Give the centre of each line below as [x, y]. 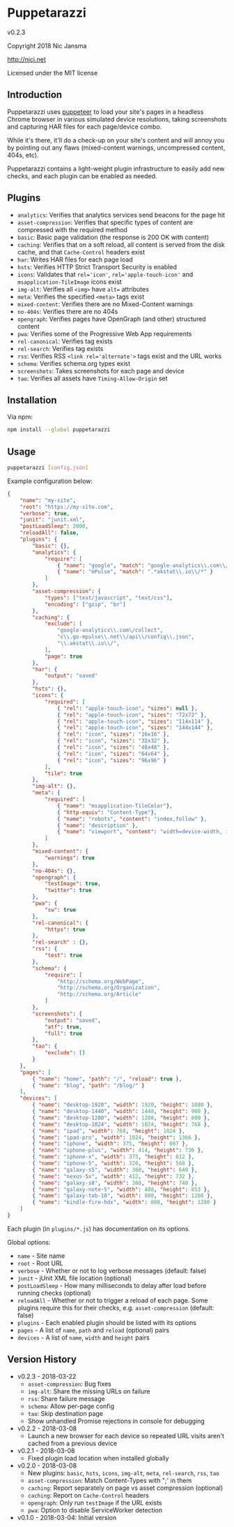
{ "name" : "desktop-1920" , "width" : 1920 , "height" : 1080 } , [123, 1105]
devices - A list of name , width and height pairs [83, 1338]
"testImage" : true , [72, 884]
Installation [32, 400]
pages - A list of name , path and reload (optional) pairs [93, 1330]
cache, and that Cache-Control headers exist [81, 252]
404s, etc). [23, 155]
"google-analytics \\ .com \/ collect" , [110, 631]
